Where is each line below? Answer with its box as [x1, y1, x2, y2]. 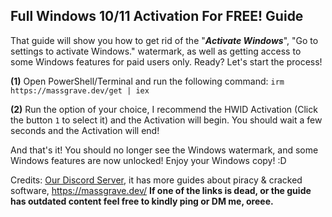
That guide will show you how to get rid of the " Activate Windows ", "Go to [10, 34, 319, 46]
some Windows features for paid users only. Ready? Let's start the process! [10, 55, 323, 68]
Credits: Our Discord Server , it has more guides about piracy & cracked [10, 174, 303, 186]
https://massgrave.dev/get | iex [10, 85, 150, 96]
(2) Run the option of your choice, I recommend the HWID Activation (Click [10, 103, 318, 115]
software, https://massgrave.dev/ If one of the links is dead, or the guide [10, 184, 312, 196]
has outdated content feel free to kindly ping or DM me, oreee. [10, 195, 274, 207]
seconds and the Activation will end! [10, 124, 160, 136]
